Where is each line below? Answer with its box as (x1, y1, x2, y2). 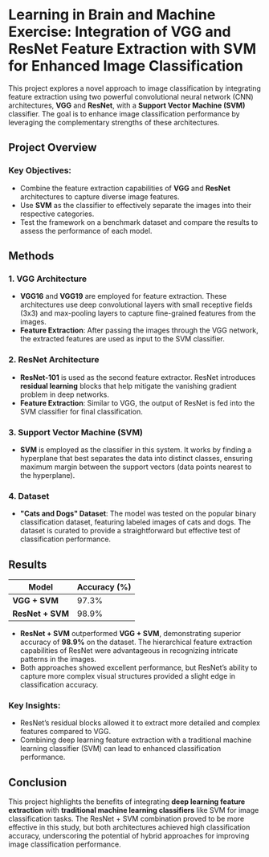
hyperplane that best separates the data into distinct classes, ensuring (19, 453, 253, 463)
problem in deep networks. (19, 390, 110, 399)
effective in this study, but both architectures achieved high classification (8, 822, 251, 832)
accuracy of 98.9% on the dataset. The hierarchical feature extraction (19, 637, 253, 647)
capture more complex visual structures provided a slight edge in (19, 671, 235, 681)
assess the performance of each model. (19, 226, 153, 235)
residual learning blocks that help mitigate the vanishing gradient (19, 381, 237, 390)
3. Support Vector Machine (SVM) (8, 426, 143, 438)
